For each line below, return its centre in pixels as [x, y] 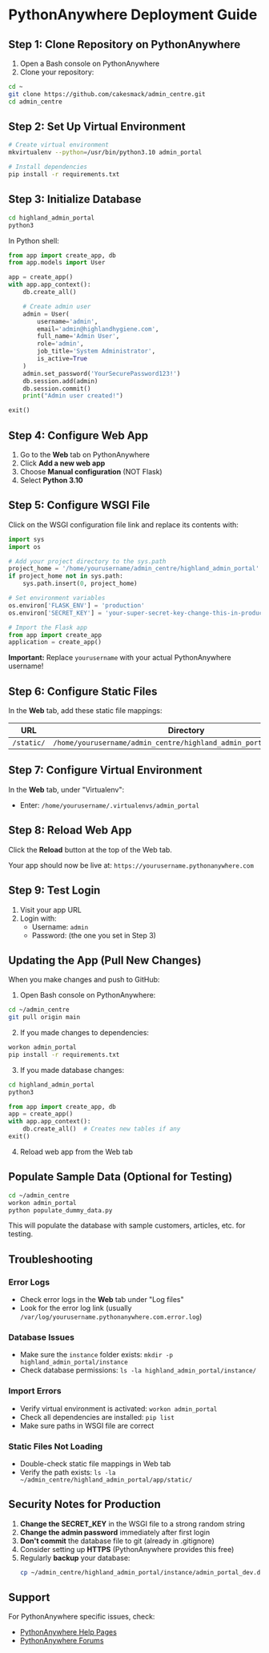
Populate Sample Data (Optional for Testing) [120, 1177]
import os [25, 546]
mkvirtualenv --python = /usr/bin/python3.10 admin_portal [105, 153]
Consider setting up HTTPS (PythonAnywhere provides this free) [127, 1549]
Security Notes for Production [85, 1504]
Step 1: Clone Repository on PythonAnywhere [124, 44]
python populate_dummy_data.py [60, 1210]
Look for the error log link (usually [76, 1308]
